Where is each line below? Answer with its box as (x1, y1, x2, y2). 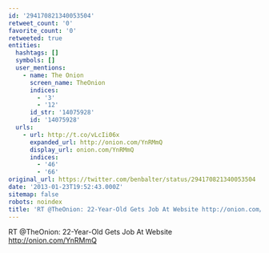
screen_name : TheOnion (29, 78, 106, 86)
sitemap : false (8, 190, 59, 199)
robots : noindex (8, 198, 62, 206)
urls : (15, 123, 34, 131)
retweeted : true (8, 34, 62, 42)
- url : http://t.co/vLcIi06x (22, 131, 120, 139)
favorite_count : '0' (8, 26, 78, 34)
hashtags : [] (15, 49, 59, 57)
